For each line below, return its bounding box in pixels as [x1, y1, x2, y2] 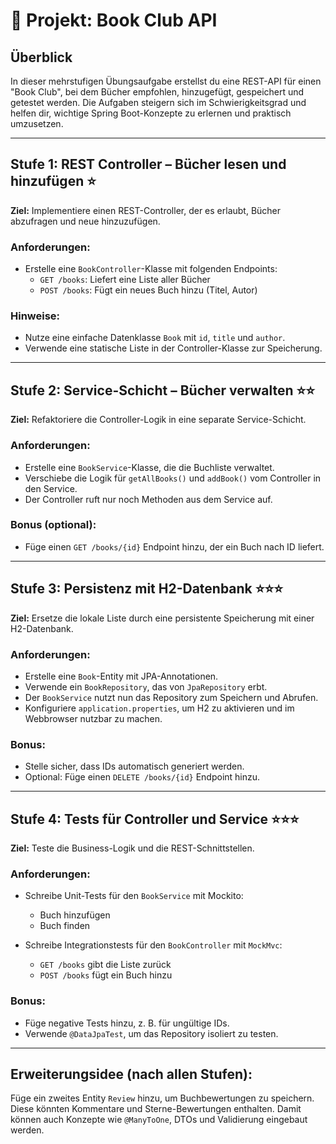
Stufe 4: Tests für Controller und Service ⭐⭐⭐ [10, 810, 300, 828]
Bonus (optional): [10, 518, 97, 532]
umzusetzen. [10, 118, 64, 129]
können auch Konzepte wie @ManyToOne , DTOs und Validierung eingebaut [10, 1114, 308, 1126]
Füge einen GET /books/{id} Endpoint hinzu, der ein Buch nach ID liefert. [24, 540, 325, 553]
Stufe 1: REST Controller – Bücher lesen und [10, 156, 287, 173]
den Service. [24, 482, 78, 494]
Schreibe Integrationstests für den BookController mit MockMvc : [24, 939, 283, 951]
